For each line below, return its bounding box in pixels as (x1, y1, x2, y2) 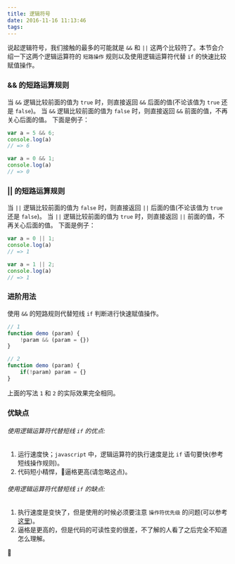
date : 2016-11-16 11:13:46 (7, 17, 87, 24)
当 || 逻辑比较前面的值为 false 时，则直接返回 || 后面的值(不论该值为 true (7, 203, 223, 212)
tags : (7, 23, 23, 30)
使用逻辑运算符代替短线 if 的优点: (7, 427, 106, 435)
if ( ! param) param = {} (20, 368, 87, 376)
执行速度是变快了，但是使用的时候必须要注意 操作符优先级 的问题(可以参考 (17, 508, 228, 517)
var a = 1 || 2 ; (7, 261, 55, 268)
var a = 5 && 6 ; (7, 129, 55, 136)
